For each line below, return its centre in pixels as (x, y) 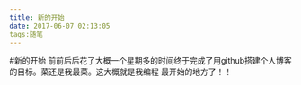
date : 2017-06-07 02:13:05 (60, 26)
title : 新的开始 (37, 17)
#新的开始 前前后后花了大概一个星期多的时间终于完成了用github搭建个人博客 (150, 61)
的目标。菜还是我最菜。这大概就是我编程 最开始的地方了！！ (120, 72)
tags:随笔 (26, 34)
